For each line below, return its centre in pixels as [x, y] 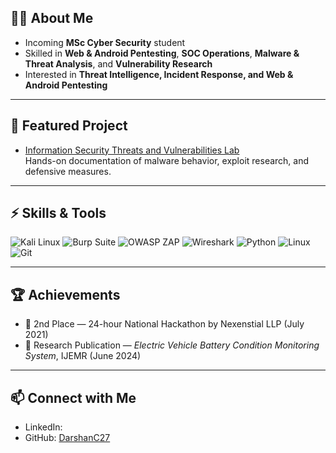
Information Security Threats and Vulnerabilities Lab [132, 150]
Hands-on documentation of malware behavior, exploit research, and [167, 160]
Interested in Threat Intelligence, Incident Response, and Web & [159, 74]
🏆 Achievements [65, 294]
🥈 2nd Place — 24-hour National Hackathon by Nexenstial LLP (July [164, 324]
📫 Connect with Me [73, 397]
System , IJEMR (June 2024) [83, 356]
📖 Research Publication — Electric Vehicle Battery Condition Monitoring [172, 345]
